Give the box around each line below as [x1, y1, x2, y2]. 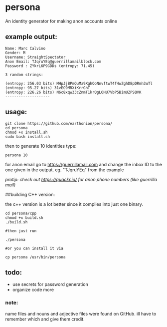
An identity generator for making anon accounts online [5, 18, 117, 24]
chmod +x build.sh [5, 215, 43, 220]
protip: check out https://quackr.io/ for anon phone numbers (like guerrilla [5, 176, 158, 182]
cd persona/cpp [5, 211, 37, 216]
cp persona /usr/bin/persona [5, 254, 66, 259]
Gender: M [5, 50, 26, 55]
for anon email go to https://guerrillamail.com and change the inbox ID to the [5, 161, 163, 167]
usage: [5, 108, 27, 116]
